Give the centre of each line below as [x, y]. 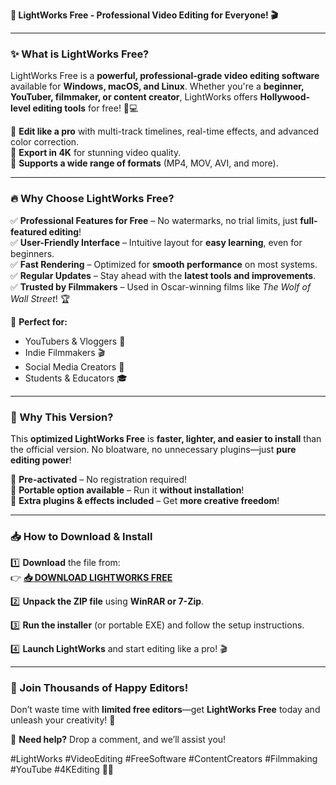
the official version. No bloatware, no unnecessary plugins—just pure [153, 449]
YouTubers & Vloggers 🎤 [75, 341]
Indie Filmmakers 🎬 [65, 352]
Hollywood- [285, 97]
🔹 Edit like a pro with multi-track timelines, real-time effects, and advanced [165, 131]
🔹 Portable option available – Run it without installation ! [127, 490]
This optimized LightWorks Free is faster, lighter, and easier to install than [166, 438]
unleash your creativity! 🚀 [63, 720]
